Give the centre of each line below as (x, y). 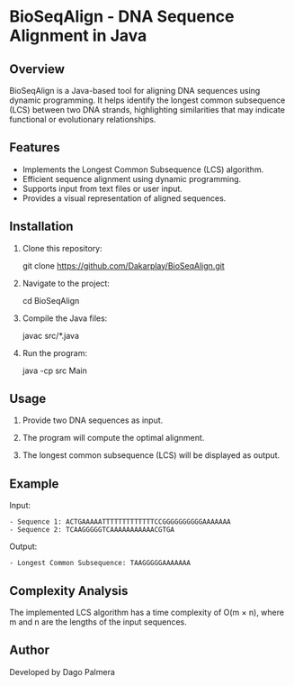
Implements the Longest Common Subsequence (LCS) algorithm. (143, 169)
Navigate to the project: (66, 283)
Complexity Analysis (69, 591)
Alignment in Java (78, 36)
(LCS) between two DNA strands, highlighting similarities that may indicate (147, 110)
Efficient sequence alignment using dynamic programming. (132, 178)
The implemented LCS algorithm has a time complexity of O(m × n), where (147, 613)
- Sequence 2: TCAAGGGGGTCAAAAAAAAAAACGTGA (92, 530)
